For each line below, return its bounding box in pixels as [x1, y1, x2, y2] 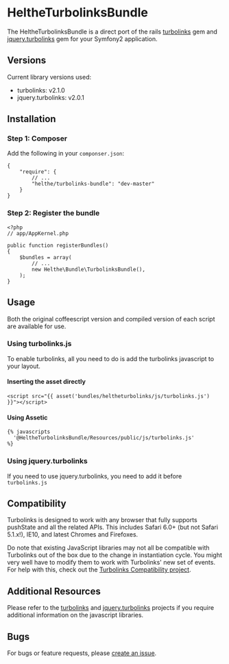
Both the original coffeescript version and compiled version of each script [7, 315, 215, 323]
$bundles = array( [19, 254, 72, 261]
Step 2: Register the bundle [7, 208, 100, 218]
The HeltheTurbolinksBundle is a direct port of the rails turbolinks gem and [7, 27, 218, 36]
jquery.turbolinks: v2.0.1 [16, 93, 84, 101]
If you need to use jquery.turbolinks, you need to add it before [7, 471, 182, 480]
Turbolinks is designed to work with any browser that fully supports [7, 516, 197, 524]
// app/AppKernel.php [7, 230, 69, 237]
